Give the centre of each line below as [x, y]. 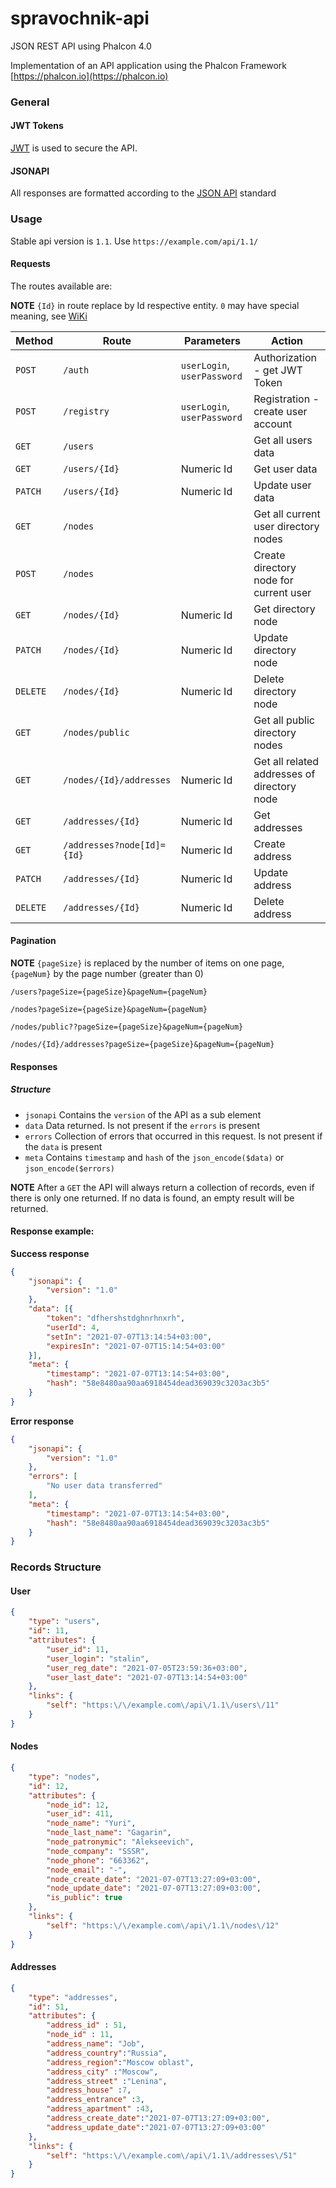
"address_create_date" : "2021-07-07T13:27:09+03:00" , [158, 2118]
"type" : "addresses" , [73, 1997]
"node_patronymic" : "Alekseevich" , [120, 1842]
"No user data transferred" [104, 1486]
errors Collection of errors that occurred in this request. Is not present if [173, 1136]
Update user [282, 485]
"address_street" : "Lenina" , [107, 2081]
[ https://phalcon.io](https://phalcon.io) [89, 76]
